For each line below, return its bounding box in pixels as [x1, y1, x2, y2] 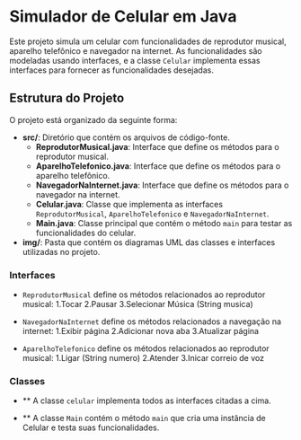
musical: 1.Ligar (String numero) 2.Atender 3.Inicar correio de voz [22, 353, 265, 364]
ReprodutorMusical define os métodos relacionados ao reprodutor [22, 289, 266, 300]
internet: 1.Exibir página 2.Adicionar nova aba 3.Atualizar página [22, 326, 259, 337]
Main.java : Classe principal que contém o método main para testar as [35, 217, 293, 228]
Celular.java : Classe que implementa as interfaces [35, 198, 223, 209]
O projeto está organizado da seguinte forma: [9, 114, 178, 125]
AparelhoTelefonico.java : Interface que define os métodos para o [35, 160, 281, 172]
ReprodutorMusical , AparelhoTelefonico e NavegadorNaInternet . [35, 208, 270, 219]
